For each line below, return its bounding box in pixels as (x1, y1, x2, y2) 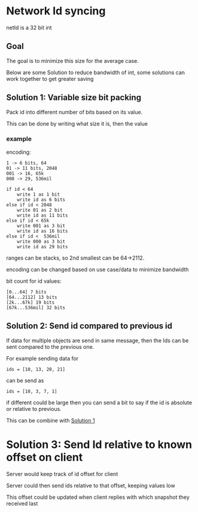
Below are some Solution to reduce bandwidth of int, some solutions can (6, 69, 185, 76)
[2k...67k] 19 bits (6, 299, 55, 306)
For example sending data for (6, 355, 79, 362)
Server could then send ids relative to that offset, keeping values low (6, 481, 175, 489)
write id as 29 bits (17, 243, 68, 249)
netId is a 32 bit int (6, 24, 52, 31)
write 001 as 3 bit (17, 223, 66, 228)
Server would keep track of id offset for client (6, 470, 118, 477)
